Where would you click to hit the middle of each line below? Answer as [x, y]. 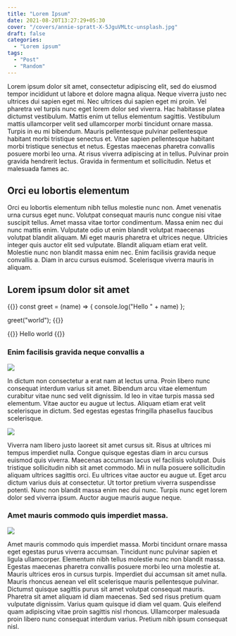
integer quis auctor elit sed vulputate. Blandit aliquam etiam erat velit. [107, 245]
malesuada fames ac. [38, 168]
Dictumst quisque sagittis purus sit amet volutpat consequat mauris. [106, 589]
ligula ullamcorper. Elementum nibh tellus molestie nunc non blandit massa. [116, 559]
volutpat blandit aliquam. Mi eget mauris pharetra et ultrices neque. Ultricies [118, 237]
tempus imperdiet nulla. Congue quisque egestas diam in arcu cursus [108, 452]
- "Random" [30, 66]
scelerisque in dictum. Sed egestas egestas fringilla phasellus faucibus [110, 411]
